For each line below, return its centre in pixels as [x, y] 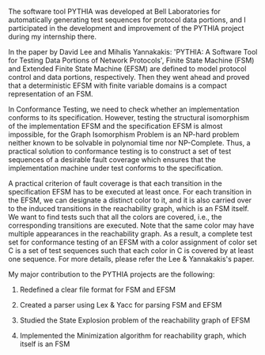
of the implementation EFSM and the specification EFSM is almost [115, 126]
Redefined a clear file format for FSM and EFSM [98, 289]
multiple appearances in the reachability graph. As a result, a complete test [131, 234]
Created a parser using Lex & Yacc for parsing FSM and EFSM [121, 305]
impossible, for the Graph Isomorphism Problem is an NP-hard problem [124, 134]
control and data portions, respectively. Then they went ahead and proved [129, 77]
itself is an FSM [45, 344]
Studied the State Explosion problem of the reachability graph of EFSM [135, 320]
